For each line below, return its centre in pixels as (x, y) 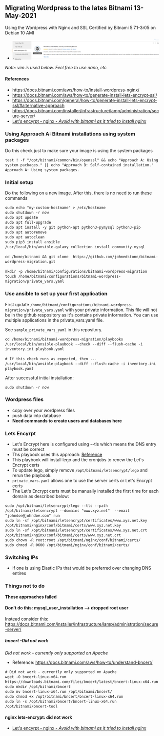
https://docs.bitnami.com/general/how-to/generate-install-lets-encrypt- (84, 100)
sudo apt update (21, 218)
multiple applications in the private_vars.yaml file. (54, 320)
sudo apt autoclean (25, 237)
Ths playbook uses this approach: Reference (57, 455)
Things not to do (25, 586)
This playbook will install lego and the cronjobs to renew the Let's (78, 460)
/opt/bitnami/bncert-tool (31, 706)
